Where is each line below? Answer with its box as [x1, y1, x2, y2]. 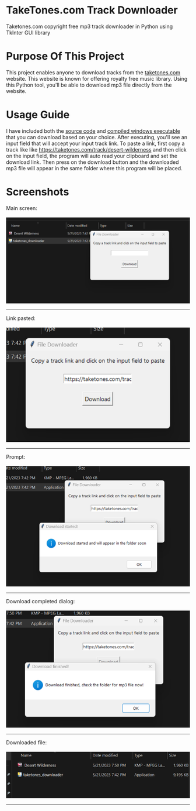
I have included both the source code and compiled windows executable [6, 127, 181, 135]
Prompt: [6, 453, 25, 460]
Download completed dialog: [6, 598, 75, 605]
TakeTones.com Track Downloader [6, 4, 178, 17]
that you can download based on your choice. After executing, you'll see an [6, 133, 188, 140]
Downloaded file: [6, 738, 47, 746]
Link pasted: [6, 315, 36, 322]
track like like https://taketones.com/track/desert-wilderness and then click [6, 146, 187, 153]
